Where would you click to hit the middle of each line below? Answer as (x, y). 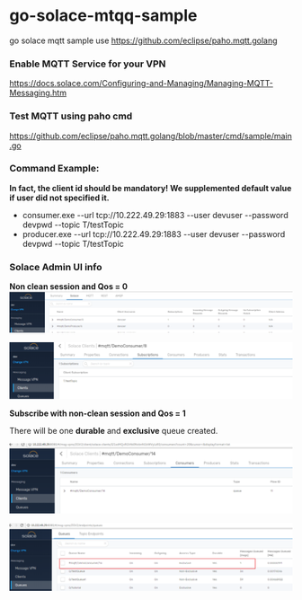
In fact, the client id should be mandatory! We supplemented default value (151, 188)
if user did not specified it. (59, 198)
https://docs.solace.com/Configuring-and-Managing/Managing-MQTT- (142, 84)
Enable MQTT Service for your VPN (88, 64)
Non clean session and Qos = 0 (69, 287)
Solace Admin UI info (56, 267)
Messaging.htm (38, 93)
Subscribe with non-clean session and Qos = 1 (98, 413)
